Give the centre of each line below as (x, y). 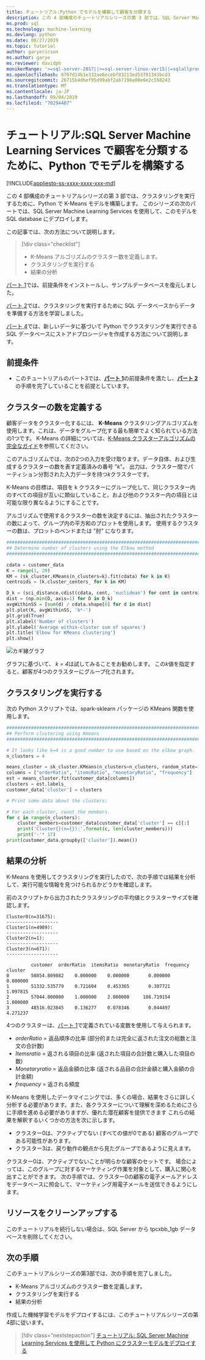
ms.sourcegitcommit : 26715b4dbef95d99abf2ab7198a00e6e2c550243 (88, 80)
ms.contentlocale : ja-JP (38, 92)
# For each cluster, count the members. (59, 812)
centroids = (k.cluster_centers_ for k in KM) (67, 582)
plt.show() (20, 639)
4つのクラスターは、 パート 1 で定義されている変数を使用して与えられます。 (100, 1025)
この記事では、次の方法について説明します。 (62, 232)
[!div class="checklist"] (51, 244)
